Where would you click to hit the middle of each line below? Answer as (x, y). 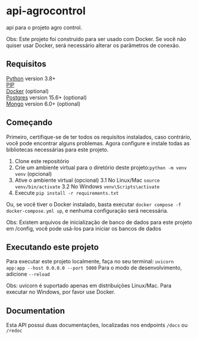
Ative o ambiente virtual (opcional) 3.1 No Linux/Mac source (87, 180)
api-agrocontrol (46, 11)
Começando (29, 122)
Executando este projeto (53, 247)
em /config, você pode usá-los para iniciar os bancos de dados (84, 228)
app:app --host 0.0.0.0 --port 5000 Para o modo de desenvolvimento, (94, 268)
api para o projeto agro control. (44, 27)
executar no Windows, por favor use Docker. (61, 292)
